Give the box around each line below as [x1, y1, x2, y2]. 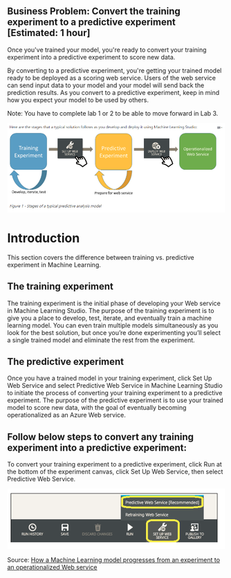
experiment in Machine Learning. [7, 260, 102, 269]
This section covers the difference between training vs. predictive [7, 253, 195, 262]
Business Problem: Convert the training [7, 6, 181, 17]
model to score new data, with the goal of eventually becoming [7, 404, 187, 412]
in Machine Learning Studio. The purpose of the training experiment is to [7, 306, 214, 314]
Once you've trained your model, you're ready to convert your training [7, 45, 207, 54]
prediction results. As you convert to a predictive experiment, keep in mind [7, 88, 220, 96]
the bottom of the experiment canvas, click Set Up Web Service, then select [7, 467, 223, 476]
